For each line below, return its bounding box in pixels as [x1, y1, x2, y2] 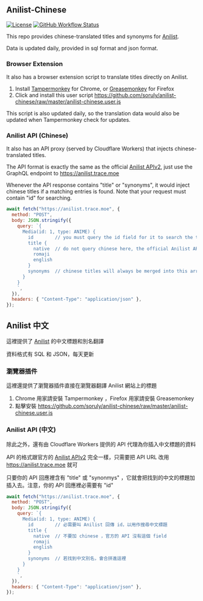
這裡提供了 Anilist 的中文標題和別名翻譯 [6, 337, 104, 344]
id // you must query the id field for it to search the [28, 234, 193, 240]
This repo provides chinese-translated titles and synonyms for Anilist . [6, 33, 179, 40]
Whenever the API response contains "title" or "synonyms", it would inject [6, 181, 190, 189]
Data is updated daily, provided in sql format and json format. [6, 44, 158, 52]
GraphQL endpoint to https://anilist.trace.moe [6, 170, 120, 177]
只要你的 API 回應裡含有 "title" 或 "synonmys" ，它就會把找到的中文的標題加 [6, 474, 195, 481]
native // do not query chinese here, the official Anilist [33, 246, 190, 252]
